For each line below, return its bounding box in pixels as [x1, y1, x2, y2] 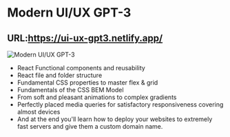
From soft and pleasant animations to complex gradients [17, 93, 177, 101]
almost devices [17, 108, 61, 116]
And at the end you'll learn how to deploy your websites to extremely [17, 115, 213, 123]
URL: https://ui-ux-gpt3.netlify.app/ [7, 32, 163, 44]
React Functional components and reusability [17, 64, 146, 72]
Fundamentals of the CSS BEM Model [17, 86, 124, 94]
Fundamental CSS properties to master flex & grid [17, 78, 158, 87]
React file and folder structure [17, 71, 103, 79]
